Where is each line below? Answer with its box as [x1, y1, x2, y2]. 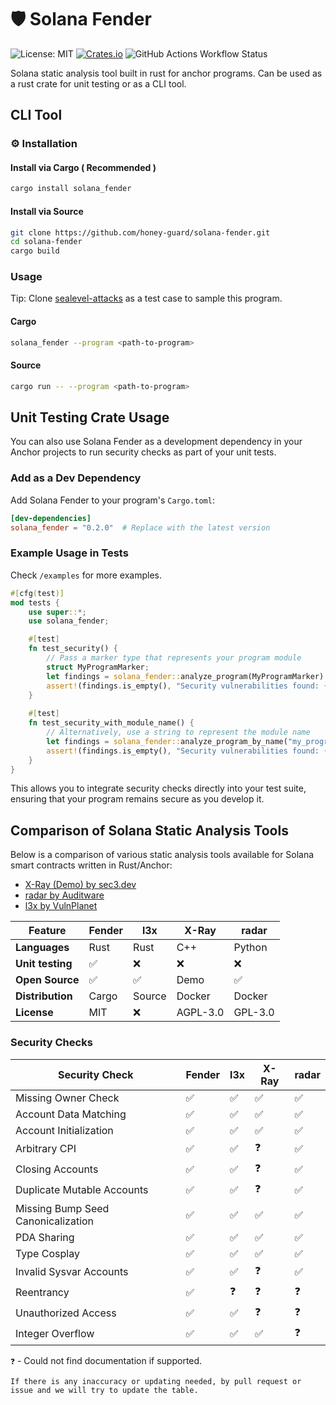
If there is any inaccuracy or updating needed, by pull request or [10, 1376, 302, 1386]
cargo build [10, 246, 60, 256]
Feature [28, 924, 67, 938]
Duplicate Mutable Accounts [15, 1183, 149, 1196]
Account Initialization [15, 1123, 114, 1137]
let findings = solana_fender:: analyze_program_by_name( [46, 736, 288, 746]
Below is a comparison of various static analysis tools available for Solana [10, 849, 315, 861]
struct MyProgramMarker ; [46, 662, 150, 672]
